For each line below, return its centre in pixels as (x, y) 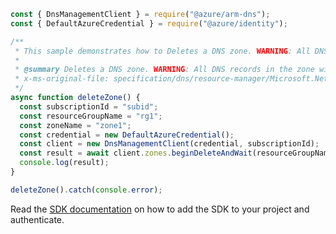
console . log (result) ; (64, 163)
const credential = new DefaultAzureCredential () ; (127, 135)
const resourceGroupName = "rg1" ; (91, 116)
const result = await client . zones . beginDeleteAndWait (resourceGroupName (176, 153)
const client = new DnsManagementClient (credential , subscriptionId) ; (169, 144)
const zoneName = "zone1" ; (75, 125)
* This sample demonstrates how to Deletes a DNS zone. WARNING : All (162, 51)
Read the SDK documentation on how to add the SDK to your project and (160, 209)
